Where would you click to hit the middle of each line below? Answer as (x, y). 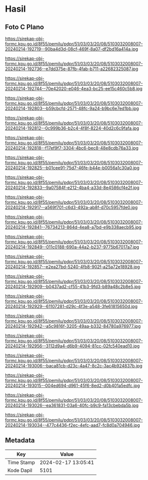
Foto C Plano (25, 27)
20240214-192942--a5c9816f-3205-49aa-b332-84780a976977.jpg (73, 326)
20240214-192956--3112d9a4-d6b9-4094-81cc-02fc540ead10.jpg (72, 346)
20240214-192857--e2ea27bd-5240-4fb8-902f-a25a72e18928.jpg (73, 267)
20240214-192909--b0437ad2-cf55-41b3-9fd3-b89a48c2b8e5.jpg (73, 287)
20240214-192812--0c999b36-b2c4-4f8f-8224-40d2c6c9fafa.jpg (72, 128)
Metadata (20, 440)
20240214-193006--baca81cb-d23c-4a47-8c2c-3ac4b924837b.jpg (74, 366)
